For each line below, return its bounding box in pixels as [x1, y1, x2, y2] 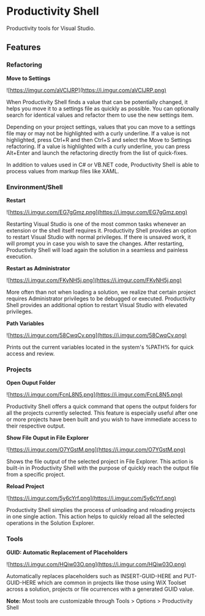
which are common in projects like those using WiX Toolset [37, 579, 187, 586]
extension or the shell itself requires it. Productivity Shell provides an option [6, 226, 197, 234]
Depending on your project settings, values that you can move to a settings [6, 123, 196, 130]
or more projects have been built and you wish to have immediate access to [6, 416, 197, 423]
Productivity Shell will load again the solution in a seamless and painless [6, 246, 188, 253]
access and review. [6, 350, 55, 357]
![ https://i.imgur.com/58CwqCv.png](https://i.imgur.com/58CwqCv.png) [6, 332, 187, 339]
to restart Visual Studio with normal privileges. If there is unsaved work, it [6, 233, 191, 240]
